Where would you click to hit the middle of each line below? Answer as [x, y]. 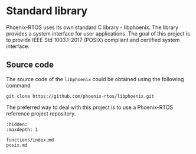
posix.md [17, 145]
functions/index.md [30, 140]
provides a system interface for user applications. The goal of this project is [98, 33]
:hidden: [17, 124]
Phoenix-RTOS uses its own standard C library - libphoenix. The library [92, 27]
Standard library [47, 11]
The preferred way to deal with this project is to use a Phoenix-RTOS [89, 107]
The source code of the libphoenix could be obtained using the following [95, 79]
